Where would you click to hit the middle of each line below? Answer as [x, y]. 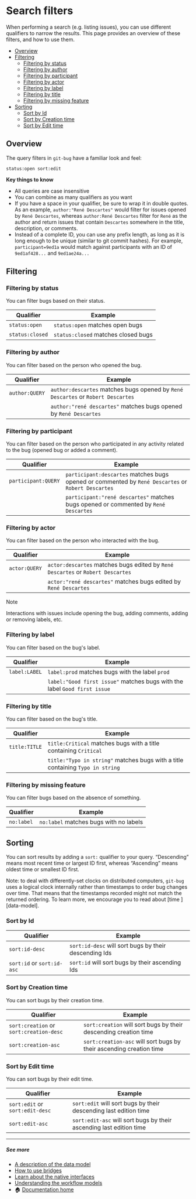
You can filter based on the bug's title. [52, 719]
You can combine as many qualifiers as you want [73, 197]
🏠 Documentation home [44, 1189]
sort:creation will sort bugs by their [133, 1025]
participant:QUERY [34, 481]
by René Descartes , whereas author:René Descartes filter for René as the [101, 215]
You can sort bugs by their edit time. [50, 1079]
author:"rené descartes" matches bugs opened [116, 406]
